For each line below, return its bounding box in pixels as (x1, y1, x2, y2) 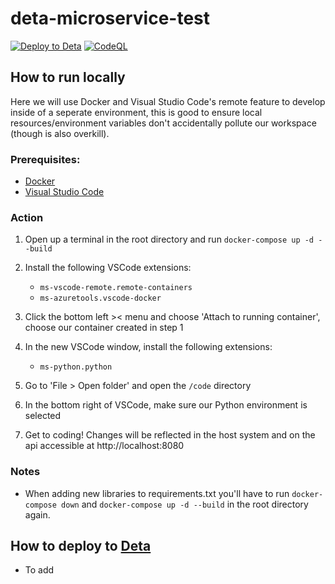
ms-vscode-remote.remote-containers (39, 283, 193, 293)
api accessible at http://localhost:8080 (24, 440, 185, 452)
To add (24, 564, 55, 576)
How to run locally (10, 69, 126, 86)
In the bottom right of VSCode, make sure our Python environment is (24, 399, 308, 411)
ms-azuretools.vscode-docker (39, 293, 162, 304)
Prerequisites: (10, 152, 81, 166)
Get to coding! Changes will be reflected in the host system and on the (24, 429, 316, 441)
